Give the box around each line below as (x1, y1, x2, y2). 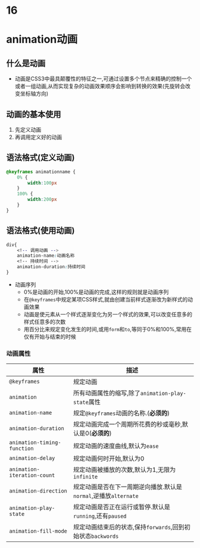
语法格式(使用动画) (6, 226, 75, 236)
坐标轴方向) (20, 90, 49, 97)
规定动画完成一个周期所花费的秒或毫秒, (73, 421, 183, 429)
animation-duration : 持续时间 (17, 264, 86, 270)
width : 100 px (27, 180, 58, 186)
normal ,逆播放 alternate (73, 492, 139, 500)
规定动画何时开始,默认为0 (73, 454, 145, 463)
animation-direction (9, 488, 67, 494)
